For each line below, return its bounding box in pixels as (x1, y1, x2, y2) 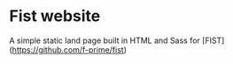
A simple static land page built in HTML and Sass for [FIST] (9, 35, 225, 46)
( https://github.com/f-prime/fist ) (9, 44, 127, 54)
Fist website (9, 6, 101, 26)
